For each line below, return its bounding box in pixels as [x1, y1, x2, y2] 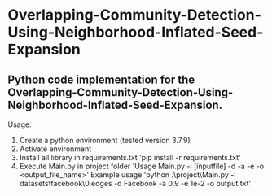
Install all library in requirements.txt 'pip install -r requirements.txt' [19, 153, 241, 162]
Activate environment [19, 144, 92, 154]
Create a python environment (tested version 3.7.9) [19, 136, 191, 145]
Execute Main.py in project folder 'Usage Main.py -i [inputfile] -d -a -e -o [19, 161, 265, 171]
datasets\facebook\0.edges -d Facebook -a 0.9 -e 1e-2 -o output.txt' [19, 179, 252, 188]
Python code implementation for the [7, 72, 195, 86]
